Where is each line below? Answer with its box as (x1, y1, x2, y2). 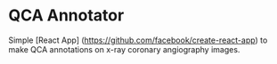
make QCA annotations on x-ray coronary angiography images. (8, 44, 240, 54)
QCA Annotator (8, 5, 125, 26)
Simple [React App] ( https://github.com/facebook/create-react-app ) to (8, 35, 268, 45)
